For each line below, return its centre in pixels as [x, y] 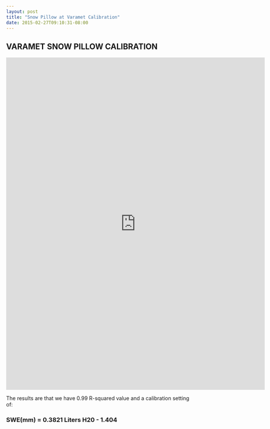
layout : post [22, 12]
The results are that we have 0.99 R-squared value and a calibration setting [98, 398]
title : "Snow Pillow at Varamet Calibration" [63, 17]
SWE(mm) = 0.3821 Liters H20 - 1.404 [62, 420]
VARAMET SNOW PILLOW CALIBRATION [82, 46]
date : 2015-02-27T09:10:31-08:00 [47, 22]
